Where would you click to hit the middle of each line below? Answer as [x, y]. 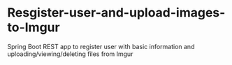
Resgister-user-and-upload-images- [116, 13]
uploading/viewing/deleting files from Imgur [70, 54]
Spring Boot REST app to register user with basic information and [101, 46]
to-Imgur [34, 27]
